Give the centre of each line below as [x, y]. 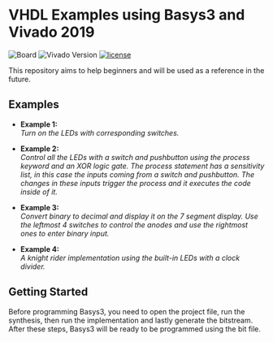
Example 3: [39, 207]
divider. [33, 266]
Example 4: [39, 249]
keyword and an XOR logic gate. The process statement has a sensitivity [142, 166]
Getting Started [48, 292]
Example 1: [39, 124]
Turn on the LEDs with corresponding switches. [100, 132]
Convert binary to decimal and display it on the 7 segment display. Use [139, 216]
